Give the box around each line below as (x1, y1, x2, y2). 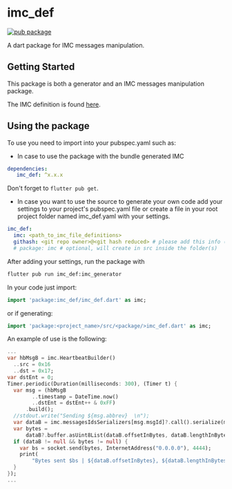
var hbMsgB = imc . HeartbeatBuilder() (7, 354, 116, 362)
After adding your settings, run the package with (7, 257, 145, 265)
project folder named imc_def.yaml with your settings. (17, 212, 171, 220)
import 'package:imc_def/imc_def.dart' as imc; (7, 296, 147, 303)
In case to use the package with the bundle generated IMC (17, 152, 184, 160)
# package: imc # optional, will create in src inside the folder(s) (13, 245, 217, 251)
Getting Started (7, 61, 75, 73)
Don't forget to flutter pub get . (7, 184, 99, 193)
